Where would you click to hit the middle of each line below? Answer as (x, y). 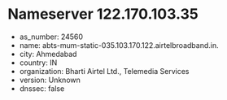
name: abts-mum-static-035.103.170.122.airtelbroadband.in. (119, 45)
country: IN (38, 63)
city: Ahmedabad (48, 54)
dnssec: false (42, 88)
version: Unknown (50, 80)
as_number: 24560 (51, 37)
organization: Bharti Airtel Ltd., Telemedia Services (104, 71)
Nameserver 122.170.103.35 (103, 14)
